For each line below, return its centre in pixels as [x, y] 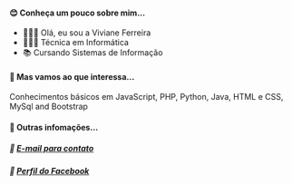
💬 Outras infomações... [54, 127]
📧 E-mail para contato [52, 148]
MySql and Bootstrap [49, 107]
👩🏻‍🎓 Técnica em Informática [76, 43]
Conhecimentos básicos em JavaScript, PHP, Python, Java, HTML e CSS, [146, 97]
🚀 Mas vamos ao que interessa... [72, 76]
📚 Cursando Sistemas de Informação [92, 53]
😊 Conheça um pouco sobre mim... [78, 13]
